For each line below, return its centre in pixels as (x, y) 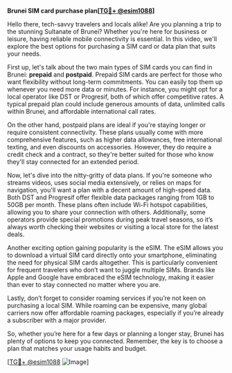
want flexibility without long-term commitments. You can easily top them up (115, 82)
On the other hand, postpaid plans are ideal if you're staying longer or (107, 125)
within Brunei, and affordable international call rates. (82, 111)
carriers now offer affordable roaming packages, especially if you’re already (115, 313)
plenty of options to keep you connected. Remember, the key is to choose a (115, 341)
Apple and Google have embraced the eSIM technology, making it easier (110, 277)
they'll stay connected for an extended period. (73, 162)
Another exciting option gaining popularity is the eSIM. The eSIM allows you (115, 248)
